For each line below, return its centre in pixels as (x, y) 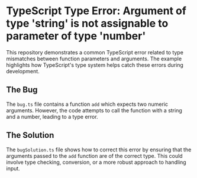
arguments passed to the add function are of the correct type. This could (94, 156)
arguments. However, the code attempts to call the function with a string (94, 110)
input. (13, 168)
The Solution (30, 135)
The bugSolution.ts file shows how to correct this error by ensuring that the (99, 150)
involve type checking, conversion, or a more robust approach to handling (96, 162)
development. (23, 71)
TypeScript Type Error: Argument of (96, 11)
